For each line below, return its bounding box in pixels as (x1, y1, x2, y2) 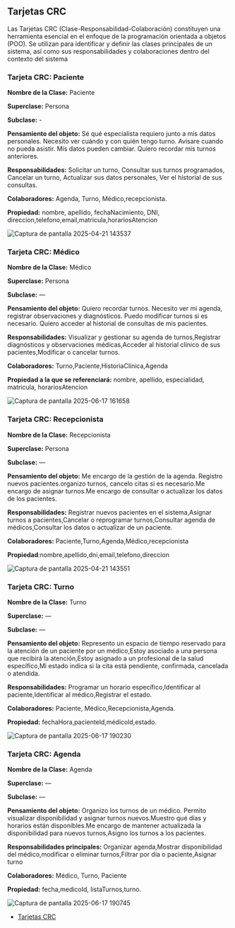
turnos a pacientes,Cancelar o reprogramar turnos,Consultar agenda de (7, 515, 216, 524)
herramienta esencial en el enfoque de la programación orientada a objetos (7, 32, 227, 40)
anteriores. (7, 152, 39, 161)
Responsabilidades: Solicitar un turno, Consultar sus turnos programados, (7, 166, 225, 174)
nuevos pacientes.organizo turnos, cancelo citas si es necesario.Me (7, 479, 205, 488)
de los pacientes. (7, 494, 58, 503)
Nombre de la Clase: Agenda (7, 765, 92, 774)
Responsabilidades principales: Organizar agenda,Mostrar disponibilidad (7, 842, 222, 852)
